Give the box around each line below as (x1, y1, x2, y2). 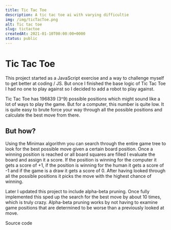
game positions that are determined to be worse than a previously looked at (5, 204, 164, 211)
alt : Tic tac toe (5, 21, 42, 27)
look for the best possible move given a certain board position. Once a (5, 146, 153, 152)
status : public (5, 36, 38, 41)
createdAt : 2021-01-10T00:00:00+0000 (5, 31, 86, 36)
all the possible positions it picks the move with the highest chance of (5, 173, 152, 179)
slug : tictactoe (5, 27, 40, 32)
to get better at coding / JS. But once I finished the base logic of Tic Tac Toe (5, 80, 166, 86)
